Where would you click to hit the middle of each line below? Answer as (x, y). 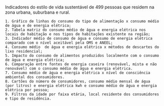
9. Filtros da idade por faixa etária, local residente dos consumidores (82, 94)
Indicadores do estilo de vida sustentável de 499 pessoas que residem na (80, 7)
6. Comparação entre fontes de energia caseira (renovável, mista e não (81, 64)
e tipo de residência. (28, 99)
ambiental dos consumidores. (35, 77)
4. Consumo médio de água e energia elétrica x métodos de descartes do (82, 47)
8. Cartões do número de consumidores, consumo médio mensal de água (78, 81)
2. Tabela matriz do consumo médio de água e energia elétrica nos (76, 30)
